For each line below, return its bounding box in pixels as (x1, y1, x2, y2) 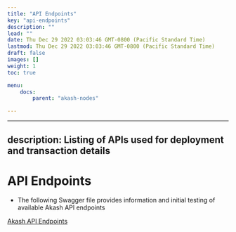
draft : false (7, 50, 46, 57)
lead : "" (7, 30, 33, 37)
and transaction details (7, 145, 111, 157)
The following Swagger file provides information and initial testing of (17, 196, 216, 205)
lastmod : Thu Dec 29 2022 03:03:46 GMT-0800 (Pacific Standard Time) (7, 43, 216, 50)
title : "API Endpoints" (7, 10, 77, 18)
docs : (20, 89, 37, 96)
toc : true (7, 69, 37, 76)
